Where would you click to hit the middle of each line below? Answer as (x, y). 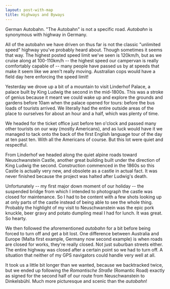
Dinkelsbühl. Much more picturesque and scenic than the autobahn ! (76, 281)
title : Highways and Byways (35, 15)
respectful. (16, 144)
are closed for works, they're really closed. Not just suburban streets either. (84, 244)
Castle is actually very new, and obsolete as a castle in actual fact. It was (81, 171)
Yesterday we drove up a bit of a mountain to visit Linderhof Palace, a (78, 86)
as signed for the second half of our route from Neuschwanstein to (75, 276)
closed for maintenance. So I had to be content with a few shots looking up (83, 197)
